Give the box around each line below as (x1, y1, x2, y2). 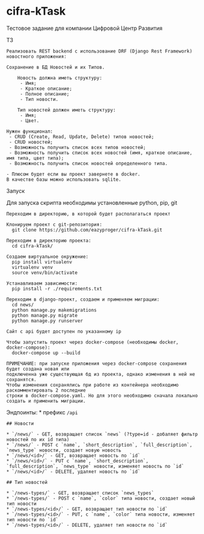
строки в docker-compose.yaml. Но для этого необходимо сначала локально (6, 392, 199, 398)
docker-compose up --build (12, 349, 81, 356)
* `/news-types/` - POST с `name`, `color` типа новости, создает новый (6, 495, 195, 502)
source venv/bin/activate (12, 269, 78, 276)
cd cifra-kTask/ (12, 243, 53, 249)
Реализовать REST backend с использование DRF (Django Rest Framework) (6, 48, 192, 54)
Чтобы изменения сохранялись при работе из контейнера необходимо (6, 382, 179, 388)
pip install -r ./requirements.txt (12, 285, 103, 291)
